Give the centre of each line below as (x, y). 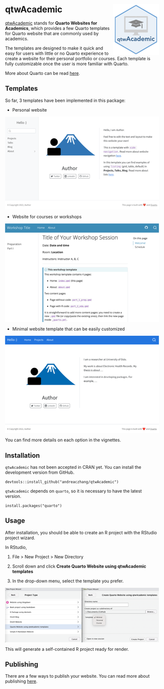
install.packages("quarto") (34, 506)
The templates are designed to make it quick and (54, 48)
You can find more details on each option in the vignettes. (63, 440)
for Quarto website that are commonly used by (52, 33)
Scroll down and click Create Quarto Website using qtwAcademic (79, 566)
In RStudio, (16, 547)
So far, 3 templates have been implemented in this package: (65, 100)
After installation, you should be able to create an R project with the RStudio (81, 532)
